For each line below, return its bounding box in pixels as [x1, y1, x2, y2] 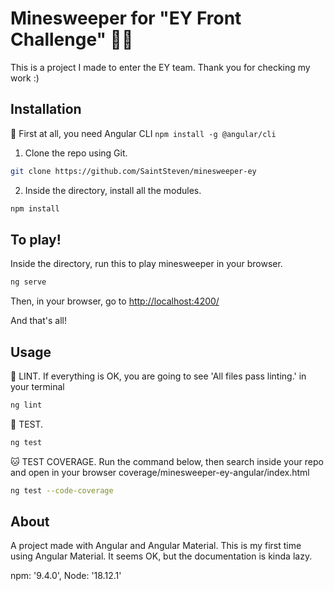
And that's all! [10, 315, 67, 327]
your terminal [10, 381, 65, 392]
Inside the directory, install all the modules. [24, 184, 202, 196]
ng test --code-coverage [10, 485, 114, 496]
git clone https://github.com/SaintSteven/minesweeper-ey [10, 166, 257, 176]
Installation [10, 101, 82, 118]
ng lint [10, 400, 43, 410]
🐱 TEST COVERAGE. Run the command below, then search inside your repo [10, 455, 324, 467]
